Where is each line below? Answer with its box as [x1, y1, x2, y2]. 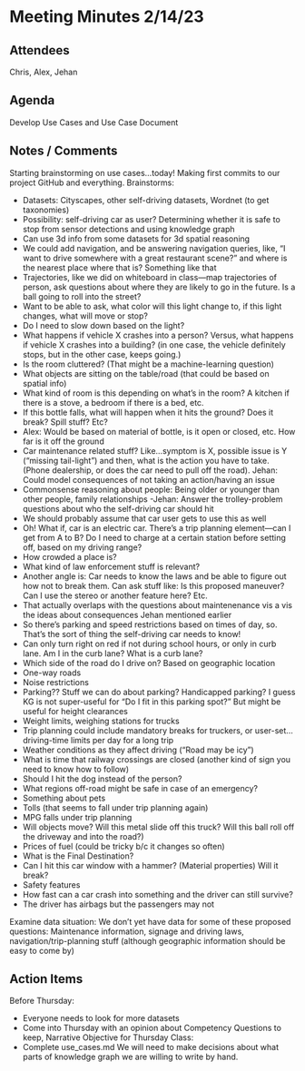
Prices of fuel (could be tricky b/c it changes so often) [22, 840, 225, 851]
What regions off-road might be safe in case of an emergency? [22, 782, 259, 793]
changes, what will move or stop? [22, 310, 148, 321]
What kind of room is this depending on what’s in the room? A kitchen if [22, 388, 290, 398]
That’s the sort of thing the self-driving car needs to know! [22, 628, 241, 639]
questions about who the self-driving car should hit [22, 503, 215, 514]
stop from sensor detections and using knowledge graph [22, 223, 235, 234]
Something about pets [22, 792, 106, 803]
